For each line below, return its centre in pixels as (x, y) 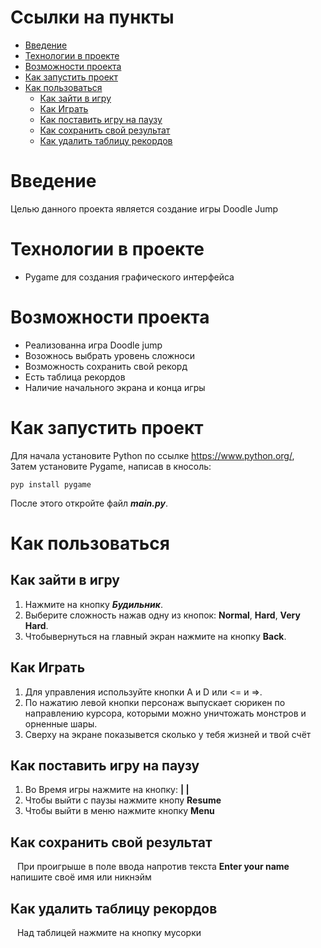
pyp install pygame (51, 484)
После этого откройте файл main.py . (89, 503)
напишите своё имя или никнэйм (81, 877)
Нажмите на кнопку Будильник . (93, 604)
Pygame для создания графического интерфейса (129, 277)
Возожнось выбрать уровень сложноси (109, 355)
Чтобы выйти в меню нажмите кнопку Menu (119, 811)
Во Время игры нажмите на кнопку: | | (107, 790)
